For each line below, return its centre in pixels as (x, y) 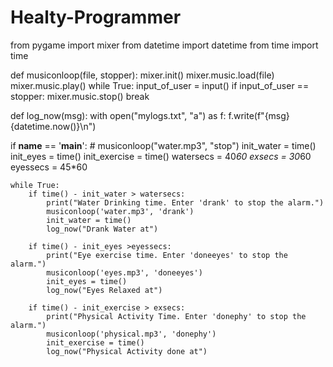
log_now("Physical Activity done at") (127, 351)
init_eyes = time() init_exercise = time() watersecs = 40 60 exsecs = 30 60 (161, 156)
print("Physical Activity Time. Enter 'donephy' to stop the (176, 316)
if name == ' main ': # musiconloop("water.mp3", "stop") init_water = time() (163, 145)
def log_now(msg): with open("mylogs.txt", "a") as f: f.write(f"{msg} (150, 115)
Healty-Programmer (96, 17)
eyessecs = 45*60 (49, 167)
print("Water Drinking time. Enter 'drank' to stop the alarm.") (185, 202)
